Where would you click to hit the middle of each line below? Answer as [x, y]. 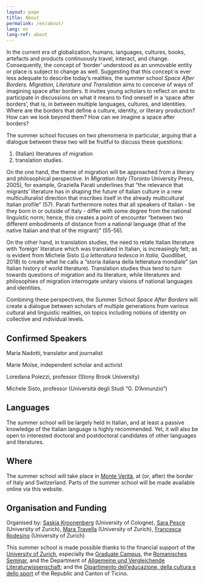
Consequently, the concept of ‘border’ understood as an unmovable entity [99, 65]
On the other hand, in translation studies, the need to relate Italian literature [100, 243]
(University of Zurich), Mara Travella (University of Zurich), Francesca [94, 529]
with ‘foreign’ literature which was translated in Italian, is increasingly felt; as [102, 249]
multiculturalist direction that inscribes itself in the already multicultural [95, 198]
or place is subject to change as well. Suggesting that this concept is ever [99, 71]
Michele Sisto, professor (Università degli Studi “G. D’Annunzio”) [87, 388]
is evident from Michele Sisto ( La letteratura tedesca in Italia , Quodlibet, [97, 255]
